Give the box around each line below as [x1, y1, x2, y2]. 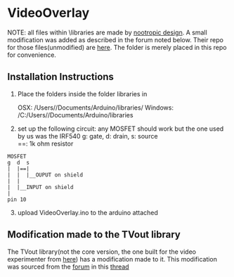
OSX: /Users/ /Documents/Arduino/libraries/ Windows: [17, 103, 174, 112]
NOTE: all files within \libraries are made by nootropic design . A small [7, 28, 207, 37]
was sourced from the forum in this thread [7, 262, 129, 271]
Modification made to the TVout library [7, 228, 181, 240]
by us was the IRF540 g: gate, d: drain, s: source [17, 131, 158, 140]
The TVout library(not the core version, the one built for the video [7, 247, 197, 256]
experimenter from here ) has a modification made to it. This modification [7, 255, 218, 263]
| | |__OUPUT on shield [7, 171, 83, 179]
